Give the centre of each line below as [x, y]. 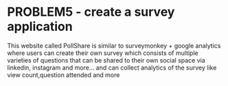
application [40, 26]
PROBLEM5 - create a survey [91, 12]
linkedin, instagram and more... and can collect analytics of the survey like [112, 67]
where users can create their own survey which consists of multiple [103, 53]
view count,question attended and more [64, 75]
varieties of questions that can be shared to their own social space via [106, 60]
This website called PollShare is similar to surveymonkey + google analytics [114, 45]
